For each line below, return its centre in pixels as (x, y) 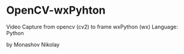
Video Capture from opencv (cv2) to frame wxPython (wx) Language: (92, 27)
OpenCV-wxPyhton (56, 10)
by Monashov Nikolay (33, 45)
